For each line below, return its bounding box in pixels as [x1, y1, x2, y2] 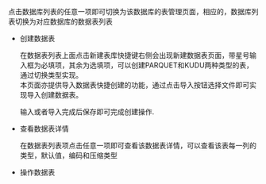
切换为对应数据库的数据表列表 [14, 17, 113, 26]
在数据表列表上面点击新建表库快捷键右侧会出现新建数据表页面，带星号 [19, 51, 250, 59]
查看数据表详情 [19, 124, 69, 133]
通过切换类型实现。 [19, 71, 83, 79]
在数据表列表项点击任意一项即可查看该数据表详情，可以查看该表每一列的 [19, 141, 256, 150]
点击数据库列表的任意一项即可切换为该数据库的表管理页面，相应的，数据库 [8, 7, 252, 16]
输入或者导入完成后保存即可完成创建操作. [19, 107, 155, 117]
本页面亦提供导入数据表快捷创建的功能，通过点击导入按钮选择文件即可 [19, 80, 250, 90]
